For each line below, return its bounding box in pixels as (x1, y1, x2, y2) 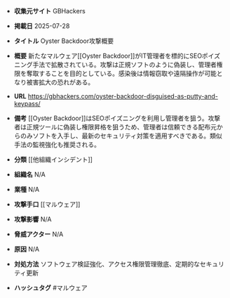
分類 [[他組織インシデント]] (13, 155, 93, 164)
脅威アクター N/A (13, 230, 64, 238)
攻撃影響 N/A (13, 215, 52, 223)
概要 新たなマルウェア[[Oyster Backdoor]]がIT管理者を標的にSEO (13, 52, 202, 60)
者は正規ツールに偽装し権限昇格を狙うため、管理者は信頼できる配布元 (13, 123, 217, 131)
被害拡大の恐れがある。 (26, 78, 95, 86)
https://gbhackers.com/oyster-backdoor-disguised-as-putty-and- (27, 92, 219, 101)
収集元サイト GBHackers (13, 7, 86, 15)
